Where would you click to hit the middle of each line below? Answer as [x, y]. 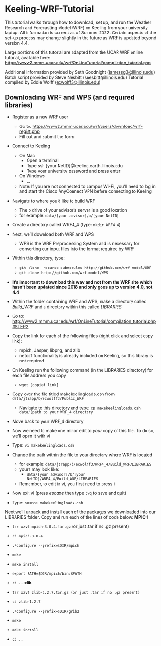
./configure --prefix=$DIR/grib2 [46, 611]
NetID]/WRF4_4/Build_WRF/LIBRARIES [62, 479]
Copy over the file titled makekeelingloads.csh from [63, 394]
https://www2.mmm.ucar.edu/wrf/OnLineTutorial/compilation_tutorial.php [78, 63]
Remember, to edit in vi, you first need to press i [67, 484]
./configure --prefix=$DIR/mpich [46, 545]
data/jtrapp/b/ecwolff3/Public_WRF [48, 398]
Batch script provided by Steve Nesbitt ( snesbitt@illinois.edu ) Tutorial [74, 77]
